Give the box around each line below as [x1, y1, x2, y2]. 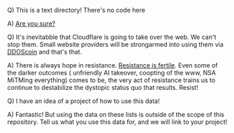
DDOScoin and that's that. [7, 48, 82, 56]
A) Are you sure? [7, 19, 56, 27]
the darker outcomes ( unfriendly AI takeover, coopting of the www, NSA [7, 69, 217, 77]
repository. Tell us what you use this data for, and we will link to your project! [7, 118, 228, 126]
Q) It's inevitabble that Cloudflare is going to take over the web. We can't [7, 33, 217, 41]
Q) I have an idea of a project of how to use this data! [7, 97, 161, 105]
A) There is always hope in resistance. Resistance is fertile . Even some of [7, 61, 218, 69]
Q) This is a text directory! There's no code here [7, 6, 145, 14]
